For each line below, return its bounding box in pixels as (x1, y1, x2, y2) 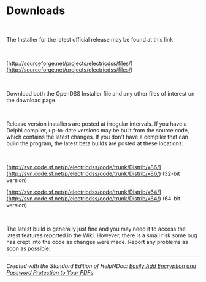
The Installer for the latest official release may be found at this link (6, 36, 174, 43)
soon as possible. (6, 245, 51, 252)
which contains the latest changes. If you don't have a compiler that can (6, 133, 189, 140)
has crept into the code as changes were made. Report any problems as (6, 238, 188, 245)
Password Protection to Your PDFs (6, 269, 94, 276)
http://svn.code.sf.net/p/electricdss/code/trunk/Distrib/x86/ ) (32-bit (8, 170, 180, 177)
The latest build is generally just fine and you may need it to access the (6, 225, 186, 232)
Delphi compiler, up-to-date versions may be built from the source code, (6, 126, 189, 134)
